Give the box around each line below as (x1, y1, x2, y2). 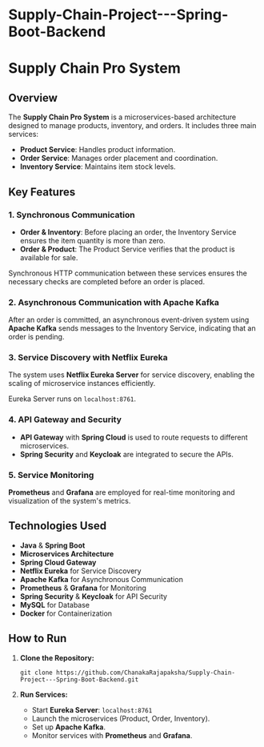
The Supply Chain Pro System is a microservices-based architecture (8, 112, 237, 122)
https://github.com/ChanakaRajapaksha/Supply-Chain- (55, 669, 236, 677)
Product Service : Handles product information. (19, 145, 176, 155)
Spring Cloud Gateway (19, 557, 97, 567)
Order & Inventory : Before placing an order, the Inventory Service (19, 227, 237, 237)
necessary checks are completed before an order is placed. (8, 276, 206, 286)
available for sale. (19, 252, 78, 262)
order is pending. (8, 332, 65, 342)
